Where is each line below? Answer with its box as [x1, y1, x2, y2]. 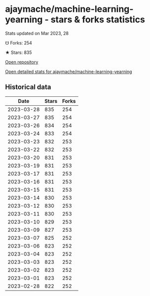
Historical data [5, 83, 51, 91]
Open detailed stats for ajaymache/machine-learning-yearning [5, 68, 132, 75]
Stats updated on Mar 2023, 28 [5, 30, 69, 36]
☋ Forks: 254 [5, 40, 32, 45]
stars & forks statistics [50, 14, 146, 25]
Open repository [5, 59, 38, 65]
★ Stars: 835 [5, 49, 32, 55]
